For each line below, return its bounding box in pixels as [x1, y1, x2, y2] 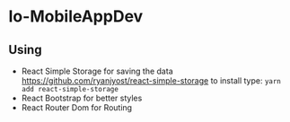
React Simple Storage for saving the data [21, 65, 173, 76]
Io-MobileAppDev [8, 6, 144, 27]
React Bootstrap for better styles [21, 92, 143, 103]
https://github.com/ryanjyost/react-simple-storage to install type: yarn [21, 75, 282, 86]
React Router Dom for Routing [21, 102, 132, 113]
